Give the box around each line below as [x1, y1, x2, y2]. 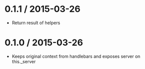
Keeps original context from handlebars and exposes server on [11, 53, 141, 59]
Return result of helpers [11, 20, 60, 26]
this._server [11, 58, 36, 65]
